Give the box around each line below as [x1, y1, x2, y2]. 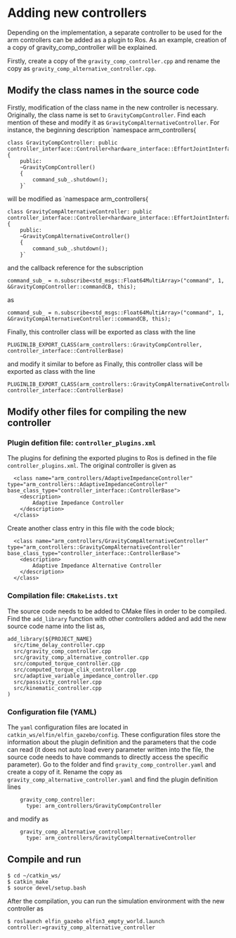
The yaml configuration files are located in [7, 723, 129, 731]
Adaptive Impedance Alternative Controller [32, 562, 162, 570]
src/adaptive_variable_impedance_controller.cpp [13, 672, 159, 679]
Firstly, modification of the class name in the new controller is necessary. [7, 103, 218, 112]
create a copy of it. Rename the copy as [7, 768, 123, 776]
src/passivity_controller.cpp [13, 678, 102, 686]
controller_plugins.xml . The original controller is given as [7, 462, 177, 470]
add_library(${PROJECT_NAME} [7, 635, 93, 642]
